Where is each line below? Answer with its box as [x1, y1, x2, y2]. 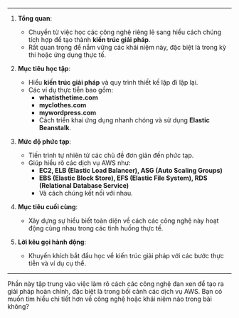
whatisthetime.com [38, 93, 98, 102]
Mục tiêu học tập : [17, 65, 71, 73]
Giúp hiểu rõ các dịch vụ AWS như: [28, 159, 131, 167]
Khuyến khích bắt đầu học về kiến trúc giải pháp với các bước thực [28, 252, 224, 260]
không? [7, 302, 30, 310]
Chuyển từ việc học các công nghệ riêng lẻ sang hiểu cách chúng [28, 28, 222, 36]
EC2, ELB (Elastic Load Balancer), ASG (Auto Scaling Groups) [38, 166, 223, 174]
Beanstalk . [38, 124, 72, 132]
